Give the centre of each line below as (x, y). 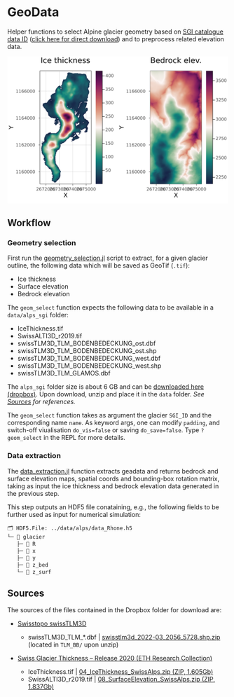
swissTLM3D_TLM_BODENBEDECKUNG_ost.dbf (87, 343)
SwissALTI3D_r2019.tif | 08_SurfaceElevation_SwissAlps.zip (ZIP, (122, 679)
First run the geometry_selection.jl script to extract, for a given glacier (108, 258)
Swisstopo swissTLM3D (52, 623)
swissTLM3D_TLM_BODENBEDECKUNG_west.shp (89, 366)
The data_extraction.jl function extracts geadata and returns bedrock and (113, 471)
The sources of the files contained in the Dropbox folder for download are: (115, 610)
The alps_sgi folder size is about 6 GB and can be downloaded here (106, 387)
